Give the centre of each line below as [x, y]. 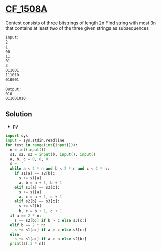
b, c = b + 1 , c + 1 [40, 211]
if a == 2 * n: [26, 216]
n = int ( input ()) [28, 150]
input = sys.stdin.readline [35, 140]
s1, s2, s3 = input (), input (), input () [53, 154]
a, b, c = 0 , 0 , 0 [29, 159]
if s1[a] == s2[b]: [35, 173]
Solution [19, 114]
